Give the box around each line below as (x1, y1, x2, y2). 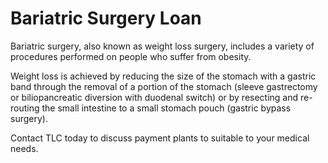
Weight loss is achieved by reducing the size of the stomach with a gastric (10, 70, 317, 82)
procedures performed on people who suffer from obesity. (10, 50, 252, 62)
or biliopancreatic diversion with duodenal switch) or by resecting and (10, 91, 299, 103)
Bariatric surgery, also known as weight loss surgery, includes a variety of (10, 40, 315, 52)
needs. (10, 142, 39, 154)
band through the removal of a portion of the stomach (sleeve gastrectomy (10, 80, 318, 92)
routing (10, 102, 40, 114)
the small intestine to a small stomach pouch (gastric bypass (41, 102, 292, 114)
